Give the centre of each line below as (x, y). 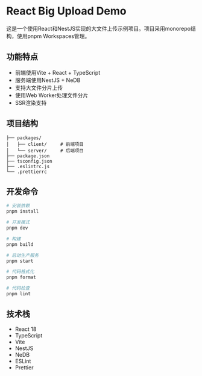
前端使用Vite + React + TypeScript (58, 72)
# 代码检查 (18, 288)
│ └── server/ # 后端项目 (45, 151)
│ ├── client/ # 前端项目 (45, 144)
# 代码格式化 (20, 272)
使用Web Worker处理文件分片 (52, 95)
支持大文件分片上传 (39, 87)
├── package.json (28, 156)
